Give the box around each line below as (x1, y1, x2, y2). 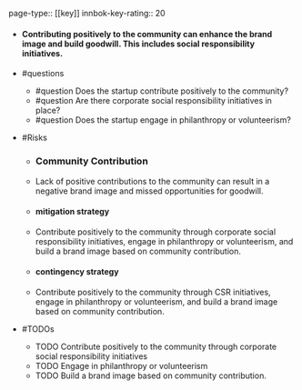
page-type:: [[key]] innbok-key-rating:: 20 (8, 8, 166, 18)
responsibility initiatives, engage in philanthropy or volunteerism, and (35, 235, 294, 246)
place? (35, 105, 61, 116)
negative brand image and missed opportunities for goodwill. (35, 185, 264, 196)
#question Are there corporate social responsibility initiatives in (35, 95, 272, 106)
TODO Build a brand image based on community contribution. (35, 370, 267, 381)
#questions (21, 68, 65, 79)
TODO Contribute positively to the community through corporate (35, 341, 277, 352)
